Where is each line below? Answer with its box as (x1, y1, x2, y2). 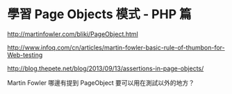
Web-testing (7, 50, 43, 59)
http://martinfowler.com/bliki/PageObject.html (7, 29, 139, 38)
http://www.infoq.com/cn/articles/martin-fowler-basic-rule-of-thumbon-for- (7, 43, 225, 52)
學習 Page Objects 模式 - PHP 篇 (7, 6, 192, 22)
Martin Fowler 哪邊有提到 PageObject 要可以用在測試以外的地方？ (7, 78, 195, 87)
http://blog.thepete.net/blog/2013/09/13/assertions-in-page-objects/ (7, 64, 204, 72)
